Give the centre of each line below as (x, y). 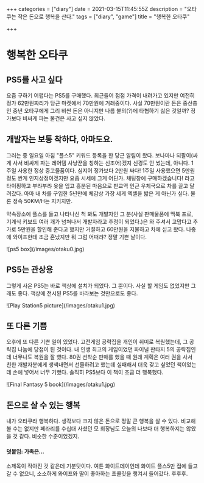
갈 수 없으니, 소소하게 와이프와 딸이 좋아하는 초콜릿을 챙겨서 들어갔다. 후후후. (97, 474)
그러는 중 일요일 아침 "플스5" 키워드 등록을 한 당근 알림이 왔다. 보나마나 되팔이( (100, 155)
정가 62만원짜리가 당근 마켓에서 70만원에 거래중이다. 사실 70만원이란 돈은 (94, 103)
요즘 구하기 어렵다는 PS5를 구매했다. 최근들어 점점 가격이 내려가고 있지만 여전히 (100, 95)
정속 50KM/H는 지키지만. (43, 201)
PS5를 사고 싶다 (34, 80)
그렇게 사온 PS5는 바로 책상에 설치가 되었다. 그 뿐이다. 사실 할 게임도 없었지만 (98, 285)
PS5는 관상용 (30, 270)
